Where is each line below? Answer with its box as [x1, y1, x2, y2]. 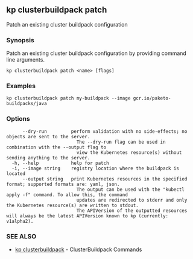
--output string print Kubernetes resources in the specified [22, 176, 188, 182]
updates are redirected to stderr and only [76, 197, 188, 203]
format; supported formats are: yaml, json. [6, 181, 120, 187]
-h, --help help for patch [11, 160, 110, 166]
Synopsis [6, 36, 34, 44]
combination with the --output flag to [6, 144, 107, 150]
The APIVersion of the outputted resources [76, 208, 188, 214]
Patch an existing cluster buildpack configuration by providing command [6, 50, 187, 57]
